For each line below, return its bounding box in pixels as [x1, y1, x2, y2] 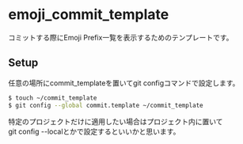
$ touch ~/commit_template [8, 93, 97, 102]
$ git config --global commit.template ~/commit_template [8, 101, 203, 109]
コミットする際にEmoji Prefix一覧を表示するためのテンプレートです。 [8, 32, 234, 42]
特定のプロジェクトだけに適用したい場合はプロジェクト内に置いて [8, 116, 223, 126]
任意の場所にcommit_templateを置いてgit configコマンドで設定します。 [8, 78, 240, 88]
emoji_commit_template [8, 6, 169, 24]
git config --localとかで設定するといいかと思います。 [8, 127, 180, 136]
